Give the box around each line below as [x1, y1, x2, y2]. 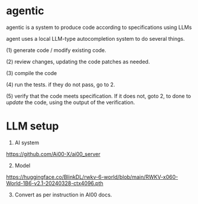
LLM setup [6, 119, 59, 133]
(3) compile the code [6, 69, 57, 76]
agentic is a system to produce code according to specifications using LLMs [6, 24, 192, 31]
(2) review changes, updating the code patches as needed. [6, 58, 150, 65]
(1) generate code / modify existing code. [6, 46, 106, 54]
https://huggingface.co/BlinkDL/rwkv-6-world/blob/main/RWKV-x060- [6, 173, 178, 180]
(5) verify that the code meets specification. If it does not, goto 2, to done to [6, 92, 191, 99]
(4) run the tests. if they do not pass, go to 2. [6, 81, 115, 88]
